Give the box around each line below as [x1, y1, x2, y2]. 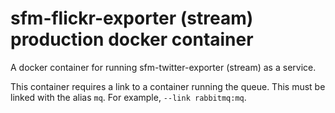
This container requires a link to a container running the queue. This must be [10, 80, 326, 92]
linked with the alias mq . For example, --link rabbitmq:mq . [10, 91, 247, 103]
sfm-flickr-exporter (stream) [10, 7, 254, 30]
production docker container [10, 28, 254, 51]
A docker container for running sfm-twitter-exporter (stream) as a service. [10, 61, 317, 73]
